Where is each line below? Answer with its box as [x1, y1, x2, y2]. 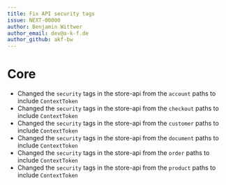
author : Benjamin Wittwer [7, 23, 82, 30]
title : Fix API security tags [7, 10, 96, 17]
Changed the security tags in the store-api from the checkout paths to [17, 104, 220, 112]
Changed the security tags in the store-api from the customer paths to [17, 119, 220, 128]
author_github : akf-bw [7, 36, 73, 43]
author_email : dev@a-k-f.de [7, 29, 89, 37]
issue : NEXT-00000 [7, 17, 61, 24]
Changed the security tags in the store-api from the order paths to [17, 149, 210, 157]
